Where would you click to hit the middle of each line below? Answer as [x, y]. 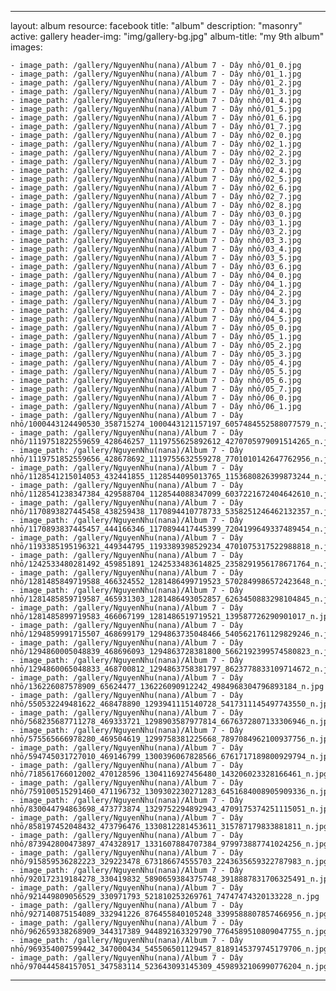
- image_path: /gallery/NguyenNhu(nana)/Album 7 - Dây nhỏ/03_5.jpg [156, 258]
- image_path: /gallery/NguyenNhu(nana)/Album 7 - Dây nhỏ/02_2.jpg [156, 153]
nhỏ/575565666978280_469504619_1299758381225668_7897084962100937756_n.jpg [171, 739]
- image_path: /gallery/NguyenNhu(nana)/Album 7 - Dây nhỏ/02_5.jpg [156, 179]
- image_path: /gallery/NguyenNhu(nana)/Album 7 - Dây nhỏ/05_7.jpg [156, 389]
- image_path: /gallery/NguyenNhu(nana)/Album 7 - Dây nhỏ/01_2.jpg [156, 83]
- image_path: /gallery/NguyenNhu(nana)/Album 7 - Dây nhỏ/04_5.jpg [156, 319]
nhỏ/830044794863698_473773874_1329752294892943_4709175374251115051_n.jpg [171, 809]
